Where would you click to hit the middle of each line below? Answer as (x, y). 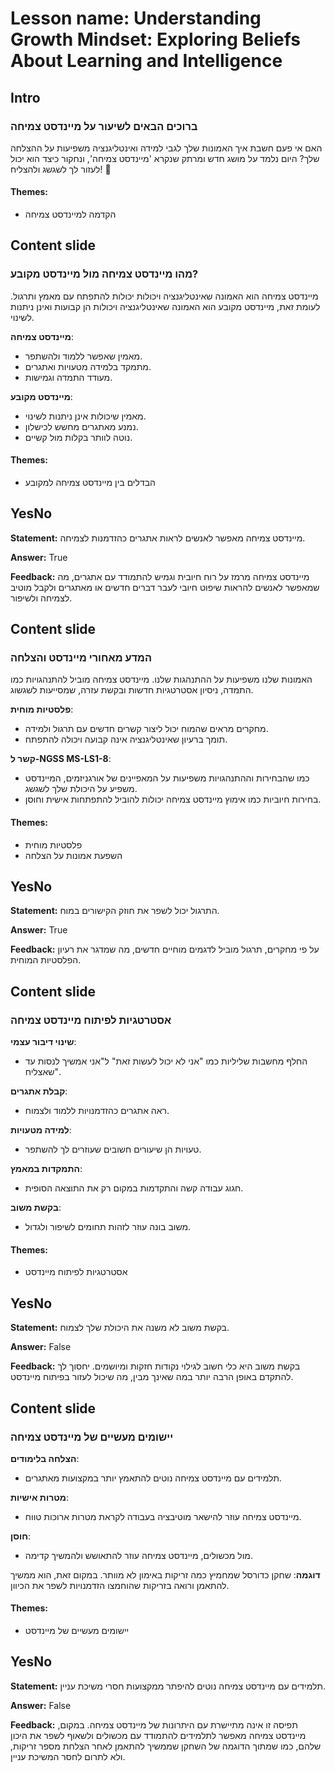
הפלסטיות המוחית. (46, 960)
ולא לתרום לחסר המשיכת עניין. (68, 1756)
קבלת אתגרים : (39, 1091)
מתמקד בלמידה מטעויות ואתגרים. (88, 366)
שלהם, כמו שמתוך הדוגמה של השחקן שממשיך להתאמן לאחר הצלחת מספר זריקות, (166, 1746)
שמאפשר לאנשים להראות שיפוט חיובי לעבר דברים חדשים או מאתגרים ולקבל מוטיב (165, 587)
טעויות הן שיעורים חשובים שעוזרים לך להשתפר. (113, 1149)
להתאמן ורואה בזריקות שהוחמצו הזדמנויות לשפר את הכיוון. (120, 1585)
